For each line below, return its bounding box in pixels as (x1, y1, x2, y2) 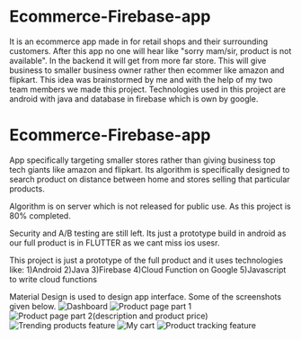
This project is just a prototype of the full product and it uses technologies (9, 255, 284, 265)
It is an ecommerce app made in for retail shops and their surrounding (9, 36, 268, 47)
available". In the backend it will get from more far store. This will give (9, 55, 267, 66)
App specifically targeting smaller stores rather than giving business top (9, 155, 276, 166)
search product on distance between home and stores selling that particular (9, 174, 290, 184)
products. (9, 183, 45, 194)
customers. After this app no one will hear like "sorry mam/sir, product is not (9, 45, 292, 56)
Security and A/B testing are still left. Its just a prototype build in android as (9, 228, 287, 238)
